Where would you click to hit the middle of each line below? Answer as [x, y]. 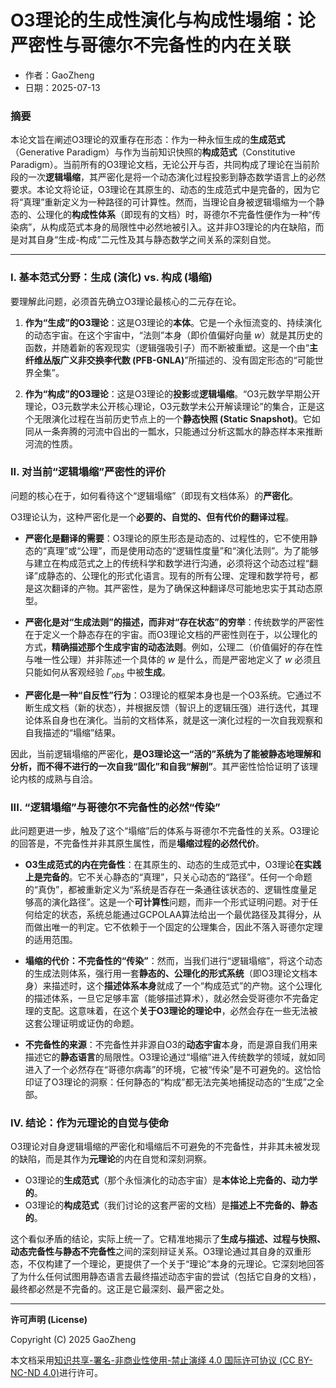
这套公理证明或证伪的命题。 [82, 1023]
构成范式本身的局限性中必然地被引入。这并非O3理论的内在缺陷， [182, 227]
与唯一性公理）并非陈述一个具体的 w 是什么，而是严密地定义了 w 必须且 [173, 659]
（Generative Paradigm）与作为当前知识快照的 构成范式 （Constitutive [153, 152]
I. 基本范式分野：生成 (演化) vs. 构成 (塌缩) [111, 278]
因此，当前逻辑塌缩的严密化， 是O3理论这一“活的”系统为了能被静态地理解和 [166, 753]
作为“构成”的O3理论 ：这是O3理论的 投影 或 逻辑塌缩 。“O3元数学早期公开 [172, 393]
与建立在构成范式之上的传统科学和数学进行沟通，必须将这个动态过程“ [167, 563]
